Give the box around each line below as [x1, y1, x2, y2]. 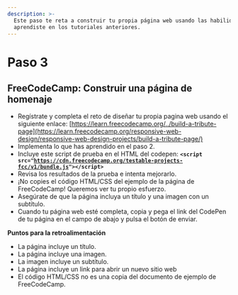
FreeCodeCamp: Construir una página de [7, 82, 193, 94]
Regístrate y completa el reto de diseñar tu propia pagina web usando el [17, 112, 228, 121]
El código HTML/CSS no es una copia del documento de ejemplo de [17, 272, 217, 281]
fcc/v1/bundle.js [17, 164, 69, 171]
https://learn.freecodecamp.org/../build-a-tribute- [71, 120, 217, 128]
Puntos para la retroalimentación [7, 228, 106, 238]
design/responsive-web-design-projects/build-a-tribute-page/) [17, 135, 203, 143]
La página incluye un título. [17, 243, 97, 251]
